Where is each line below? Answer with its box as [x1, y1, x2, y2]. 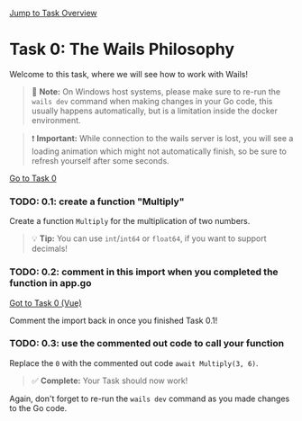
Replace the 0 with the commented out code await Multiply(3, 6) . [9, 357, 259, 368]
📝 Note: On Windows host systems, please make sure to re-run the [31, 85, 281, 97]
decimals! [31, 243, 68, 255]
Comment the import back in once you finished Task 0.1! [9, 315, 218, 326]
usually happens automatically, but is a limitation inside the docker [31, 105, 278, 116]
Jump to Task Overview [9, 8, 97, 18]
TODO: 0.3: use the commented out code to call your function [9, 337, 285, 350]
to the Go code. [9, 402, 68, 413]
